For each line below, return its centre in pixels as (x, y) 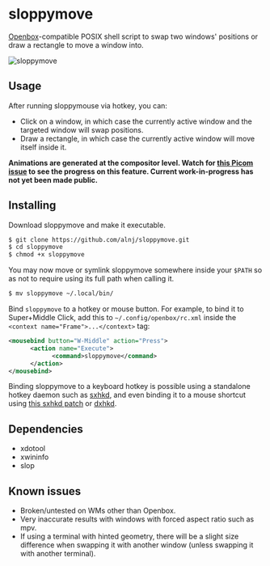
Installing (32, 206)
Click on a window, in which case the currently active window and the (136, 121)
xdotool (33, 449)
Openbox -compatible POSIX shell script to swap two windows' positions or (133, 36)
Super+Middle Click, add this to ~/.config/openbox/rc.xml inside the (122, 318)
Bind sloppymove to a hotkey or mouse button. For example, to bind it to (126, 309)
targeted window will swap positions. (82, 129)
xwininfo (34, 457)
